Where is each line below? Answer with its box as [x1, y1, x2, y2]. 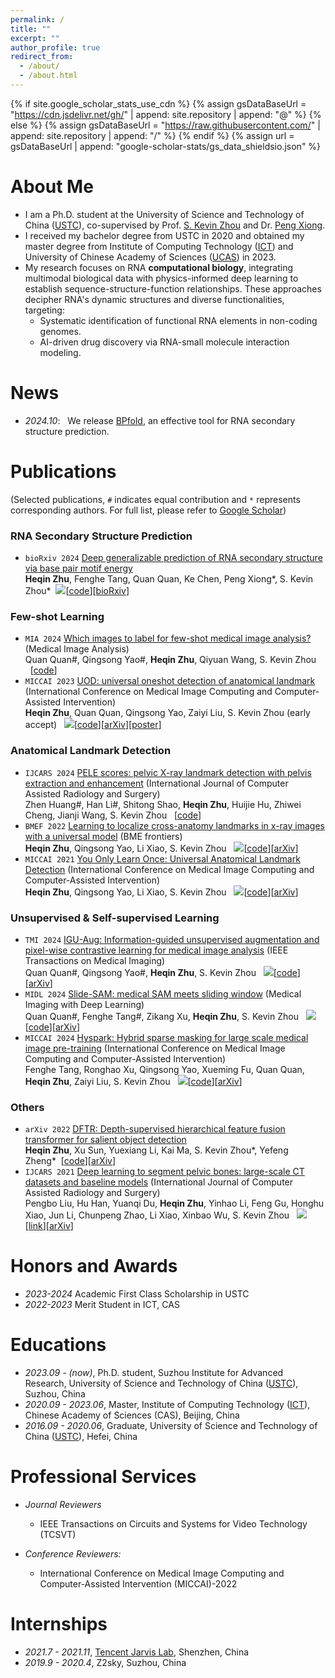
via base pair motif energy [24, 562, 133, 574]
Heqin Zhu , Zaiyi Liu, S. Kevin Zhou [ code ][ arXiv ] [24, 1075, 243, 1087]
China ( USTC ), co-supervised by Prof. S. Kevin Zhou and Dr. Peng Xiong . [24, 219, 326, 231]
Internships [10, 1613, 108, 1636]
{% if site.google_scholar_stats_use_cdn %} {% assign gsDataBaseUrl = [10, 97, 307, 110]
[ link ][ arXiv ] [24, 1220, 74, 1232]
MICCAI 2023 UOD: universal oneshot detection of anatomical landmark [24, 675, 316, 687]
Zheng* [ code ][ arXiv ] [24, 1155, 117, 1167]
